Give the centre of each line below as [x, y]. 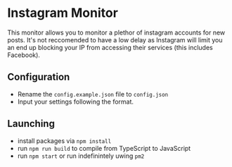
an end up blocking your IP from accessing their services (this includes [110, 47]
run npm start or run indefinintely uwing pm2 [81, 156]
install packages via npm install [64, 141]
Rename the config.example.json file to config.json [93, 94]
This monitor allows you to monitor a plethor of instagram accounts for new [116, 32]
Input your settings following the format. [76, 101]
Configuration [39, 77]
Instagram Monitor [63, 13]
